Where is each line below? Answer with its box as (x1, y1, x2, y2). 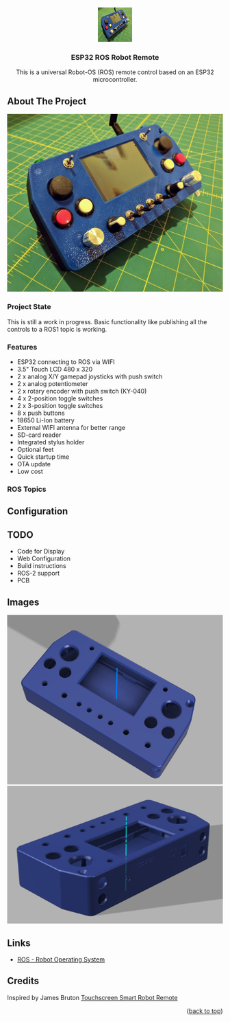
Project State (7, 302, 51, 312)
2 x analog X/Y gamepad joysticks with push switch (16, 372, 163, 381)
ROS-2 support (16, 569, 60, 578)
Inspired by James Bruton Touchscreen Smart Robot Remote (7, 993, 178, 1001)
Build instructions (16, 562, 66, 570)
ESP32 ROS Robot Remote (71, 52, 159, 62)
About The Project (7, 95, 87, 107)
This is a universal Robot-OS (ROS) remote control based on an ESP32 (16, 68, 214, 76)
